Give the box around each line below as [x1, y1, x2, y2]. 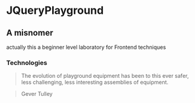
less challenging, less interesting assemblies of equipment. [21, 79, 168, 86]
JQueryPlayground [6, 4, 104, 17]
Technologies [6, 58, 47, 67]
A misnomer [6, 28, 53, 38]
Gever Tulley [21, 90, 53, 98]
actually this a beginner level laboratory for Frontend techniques [6, 43, 167, 51]
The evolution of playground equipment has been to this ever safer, [21, 72, 189, 80]
